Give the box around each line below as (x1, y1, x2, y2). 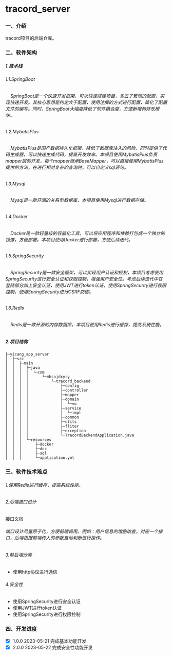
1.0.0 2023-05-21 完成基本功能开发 (12, 638, 87, 644)
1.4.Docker (5, 214, 28, 220)
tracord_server (5, 3, 70, 15)
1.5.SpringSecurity (5, 253, 44, 259)
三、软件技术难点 (5, 468, 48, 475)
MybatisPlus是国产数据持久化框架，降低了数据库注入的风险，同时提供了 (10, 145, 163, 151)
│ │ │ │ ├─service (5, 406, 82, 411)
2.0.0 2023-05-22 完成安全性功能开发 (12, 644, 93, 651)
